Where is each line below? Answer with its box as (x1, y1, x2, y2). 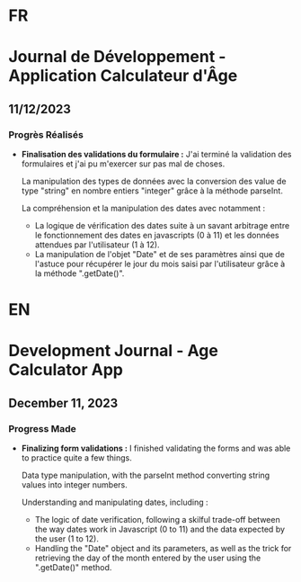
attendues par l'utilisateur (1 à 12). (34, 239, 160, 250)
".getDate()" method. (34, 562, 112, 573)
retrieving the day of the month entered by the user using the (34, 552, 261, 563)
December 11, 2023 (8, 395, 119, 410)
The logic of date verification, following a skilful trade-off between (34, 515, 280, 525)
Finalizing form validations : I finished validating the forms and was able (21, 443, 291, 454)
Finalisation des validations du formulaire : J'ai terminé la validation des (21, 149, 292, 160)
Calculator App (8, 360, 123, 381)
